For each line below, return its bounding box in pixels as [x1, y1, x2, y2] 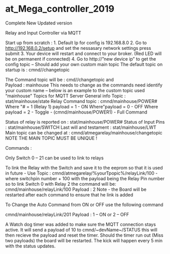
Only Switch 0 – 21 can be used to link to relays [5, 155, 104, 161]
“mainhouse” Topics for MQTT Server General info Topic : [5, 93, 126, 99]
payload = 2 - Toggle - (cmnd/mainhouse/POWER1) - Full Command [5, 109, 148, 115]
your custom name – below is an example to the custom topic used [5, 87, 145, 93]
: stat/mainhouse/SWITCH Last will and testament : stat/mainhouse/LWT [5, 124, 156, 130]
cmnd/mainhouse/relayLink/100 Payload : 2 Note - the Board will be [5, 186, 147, 192]
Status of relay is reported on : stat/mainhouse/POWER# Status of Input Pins [5, 119, 165, 125]
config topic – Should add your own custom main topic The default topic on [5, 61, 163, 67]
